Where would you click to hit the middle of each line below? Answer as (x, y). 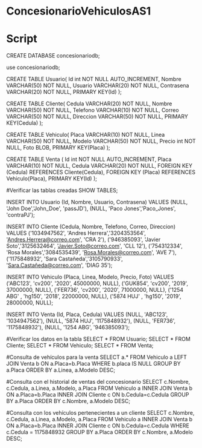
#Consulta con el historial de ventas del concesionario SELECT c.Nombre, (98, 382)
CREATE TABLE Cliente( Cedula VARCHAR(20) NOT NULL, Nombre (89, 104)
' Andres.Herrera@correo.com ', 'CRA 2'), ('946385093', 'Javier (84, 240)
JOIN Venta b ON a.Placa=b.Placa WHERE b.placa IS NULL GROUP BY (93, 364)
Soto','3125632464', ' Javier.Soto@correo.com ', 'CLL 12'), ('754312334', (94, 246)
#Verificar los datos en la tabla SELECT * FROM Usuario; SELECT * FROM (99, 339)
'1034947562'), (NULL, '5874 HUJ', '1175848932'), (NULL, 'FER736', (91, 321)
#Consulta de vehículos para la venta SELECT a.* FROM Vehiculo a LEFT (96, 357)
